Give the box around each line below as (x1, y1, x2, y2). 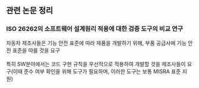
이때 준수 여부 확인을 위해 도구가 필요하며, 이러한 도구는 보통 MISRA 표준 (12, 67, 181, 75)
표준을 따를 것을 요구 (12, 47, 61, 54)
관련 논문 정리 (6, 5, 53, 16)
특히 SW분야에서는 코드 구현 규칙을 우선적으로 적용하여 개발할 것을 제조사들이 (6, 60, 186, 67)
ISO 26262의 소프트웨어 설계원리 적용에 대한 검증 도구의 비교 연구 (6, 25, 184, 33)
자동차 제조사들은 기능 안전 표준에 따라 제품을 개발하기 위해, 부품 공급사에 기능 (6, 39, 187, 46)
